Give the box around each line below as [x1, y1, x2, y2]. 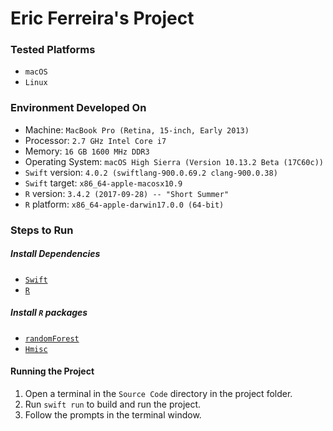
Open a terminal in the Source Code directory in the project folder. [24, 387, 293, 399]
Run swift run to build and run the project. [24, 398, 202, 410]
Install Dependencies [10, 248, 101, 260]
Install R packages [10, 307, 88, 319]
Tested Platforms [10, 43, 96, 57]
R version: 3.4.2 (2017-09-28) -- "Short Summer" [24, 187, 230, 199]
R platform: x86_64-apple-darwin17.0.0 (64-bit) [24, 198, 225, 210]
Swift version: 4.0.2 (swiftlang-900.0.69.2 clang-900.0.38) [24, 166, 278, 178]
